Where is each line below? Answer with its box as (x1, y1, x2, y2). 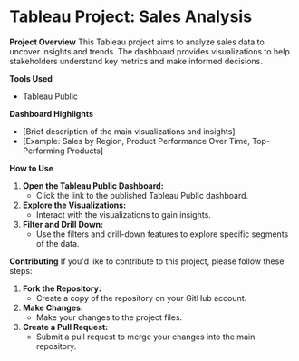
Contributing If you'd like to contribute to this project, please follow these (9, 256, 285, 267)
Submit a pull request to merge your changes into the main (35, 331, 256, 342)
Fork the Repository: (22, 283, 102, 294)
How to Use (9, 162, 54, 173)
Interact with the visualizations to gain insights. (35, 209, 211, 220)
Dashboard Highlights (9, 108, 93, 119)
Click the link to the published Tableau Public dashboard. (35, 190, 249, 200)
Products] (66, 145, 104, 156)
